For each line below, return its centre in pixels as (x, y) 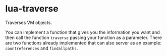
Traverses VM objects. (29, 22)
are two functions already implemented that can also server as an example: (83, 42)
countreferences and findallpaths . (42, 48)
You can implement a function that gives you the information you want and (82, 32)
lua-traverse (32, 9)
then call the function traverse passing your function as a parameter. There (84, 37)
